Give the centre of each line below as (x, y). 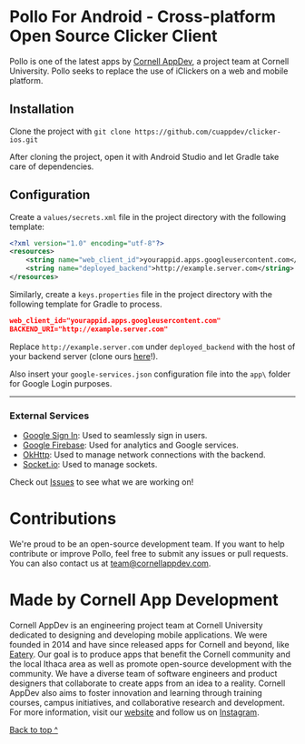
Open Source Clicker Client (113, 36)
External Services (49, 416)
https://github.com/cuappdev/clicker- (208, 132)
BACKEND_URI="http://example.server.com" (89, 329)
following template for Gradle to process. (86, 304)
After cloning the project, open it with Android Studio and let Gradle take (144, 156)
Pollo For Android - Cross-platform (143, 17)
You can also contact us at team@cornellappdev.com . (110, 563)
